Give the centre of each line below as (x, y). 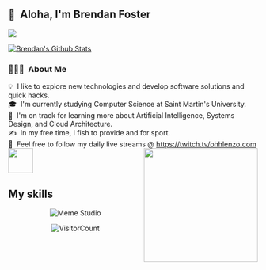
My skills (31, 194)
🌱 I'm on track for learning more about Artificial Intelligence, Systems (122, 116)
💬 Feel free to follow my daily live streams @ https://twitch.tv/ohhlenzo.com (133, 144)
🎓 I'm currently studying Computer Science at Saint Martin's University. (127, 105)
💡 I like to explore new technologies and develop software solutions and (126, 86)
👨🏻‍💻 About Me (38, 69)
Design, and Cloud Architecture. (61, 124)
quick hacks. (29, 95)
